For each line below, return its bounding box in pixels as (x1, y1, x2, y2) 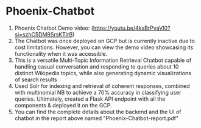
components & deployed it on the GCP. (14, 101, 112, 109)
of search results (14, 76, 57, 83)
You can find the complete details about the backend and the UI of (14, 108, 182, 115)
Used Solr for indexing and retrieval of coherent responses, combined (14, 82, 190, 89)
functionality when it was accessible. (14, 50, 108, 57)
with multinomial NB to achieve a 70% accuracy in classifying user (14, 89, 182, 96)
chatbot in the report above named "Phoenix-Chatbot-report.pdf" (14, 114, 179, 122)
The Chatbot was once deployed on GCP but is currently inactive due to (14, 37, 196, 44)
